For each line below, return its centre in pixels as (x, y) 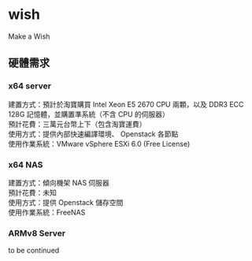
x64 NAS (26, 165)
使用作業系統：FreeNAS (47, 212)
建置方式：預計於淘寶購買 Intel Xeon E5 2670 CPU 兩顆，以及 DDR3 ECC (126, 104)
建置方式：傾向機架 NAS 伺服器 (59, 182)
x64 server (30, 86)
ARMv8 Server (37, 233)
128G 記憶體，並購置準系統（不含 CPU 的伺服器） (89, 114)
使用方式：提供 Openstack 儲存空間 (66, 202)
